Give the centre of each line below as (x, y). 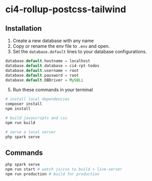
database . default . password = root (42, 75)
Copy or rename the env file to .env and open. (61, 46)
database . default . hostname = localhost (48, 61)
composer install (24, 104)
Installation (24, 28)
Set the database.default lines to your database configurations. (80, 52)
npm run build (20, 123)
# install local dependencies (38, 99)
